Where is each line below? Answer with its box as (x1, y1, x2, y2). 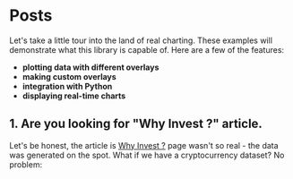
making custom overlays (22, 71, 116, 81)
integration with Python (22, 81, 113, 91)
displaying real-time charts (22, 90, 126, 101)
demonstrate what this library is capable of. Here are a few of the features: (9, 44, 285, 55)
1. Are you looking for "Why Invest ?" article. (9, 116, 263, 132)
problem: (9, 158, 43, 170)
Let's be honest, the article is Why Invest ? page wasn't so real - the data (9, 140, 280, 150)
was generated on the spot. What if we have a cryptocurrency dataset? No (9, 149, 285, 160)
